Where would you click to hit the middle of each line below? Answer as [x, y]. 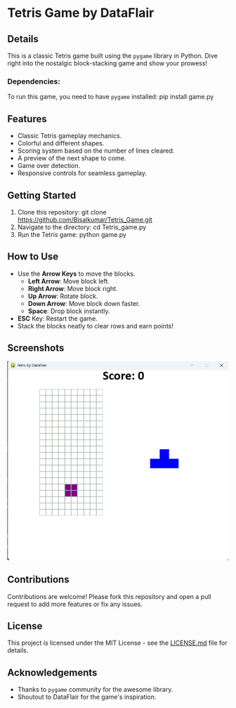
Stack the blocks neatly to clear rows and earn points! [95, 326]
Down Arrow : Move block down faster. [84, 303]
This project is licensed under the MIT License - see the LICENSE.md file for [117, 643]
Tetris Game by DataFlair [81, 13]
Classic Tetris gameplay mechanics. [70, 136]
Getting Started [42, 195]
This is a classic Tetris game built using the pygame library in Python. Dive [112, 56]
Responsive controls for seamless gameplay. [82, 173]
